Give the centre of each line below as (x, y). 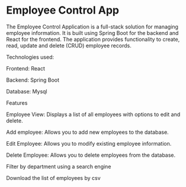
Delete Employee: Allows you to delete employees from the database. (91, 155)
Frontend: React (26, 68)
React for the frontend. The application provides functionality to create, (93, 39)
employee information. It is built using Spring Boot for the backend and (92, 33)
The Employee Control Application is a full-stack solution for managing (92, 27)
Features (17, 103)
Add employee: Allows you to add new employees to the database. (87, 132)
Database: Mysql (27, 91)
